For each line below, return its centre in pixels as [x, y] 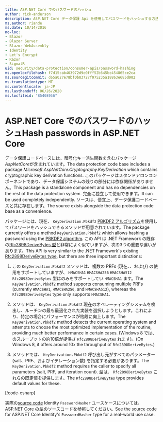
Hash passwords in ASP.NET [81, 133]
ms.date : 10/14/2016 [26, 28]
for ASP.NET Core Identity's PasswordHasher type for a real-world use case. [80, 415]
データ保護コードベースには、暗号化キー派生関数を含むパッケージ [71, 158]
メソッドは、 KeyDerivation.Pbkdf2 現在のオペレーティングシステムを [81, 304]
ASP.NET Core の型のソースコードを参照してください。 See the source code [81, 409]
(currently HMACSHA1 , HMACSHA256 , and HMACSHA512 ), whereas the [74, 289]
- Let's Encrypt [21, 55]
